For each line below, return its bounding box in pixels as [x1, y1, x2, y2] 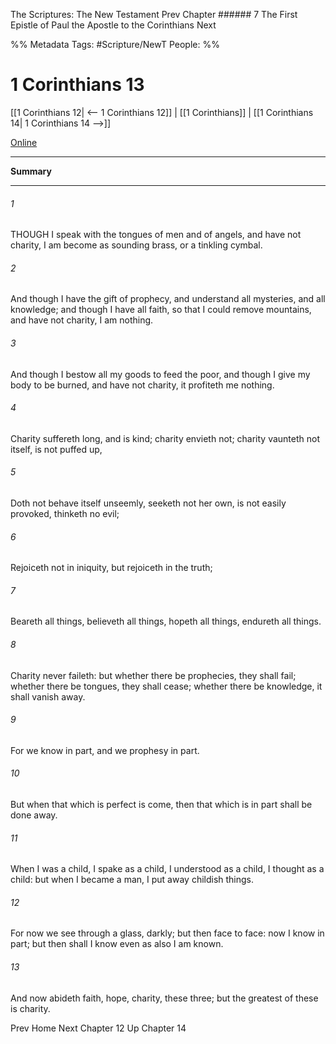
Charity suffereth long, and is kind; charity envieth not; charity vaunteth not [10, 432, 321, 444]
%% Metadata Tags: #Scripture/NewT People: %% [10, 39, 220, 50]
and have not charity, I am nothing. [10, 314, 154, 326]
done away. [10, 809, 58, 821]
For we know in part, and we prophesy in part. [10, 744, 200, 756]
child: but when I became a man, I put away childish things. [10, 874, 255, 886]
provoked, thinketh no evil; [10, 507, 120, 519]
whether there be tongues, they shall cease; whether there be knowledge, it [10, 680, 323, 692]
